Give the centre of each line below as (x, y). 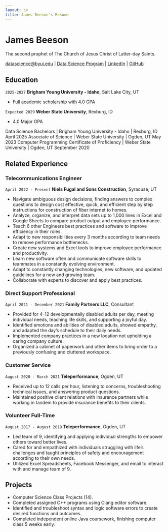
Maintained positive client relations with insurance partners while (80, 397)
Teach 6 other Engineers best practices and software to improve (80, 226)
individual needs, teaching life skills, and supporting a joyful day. (80, 320)
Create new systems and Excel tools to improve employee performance (87, 248)
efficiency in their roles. (37, 231)
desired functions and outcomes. (47, 513)
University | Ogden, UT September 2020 (48, 147)
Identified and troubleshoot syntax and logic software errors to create (85, 508)
